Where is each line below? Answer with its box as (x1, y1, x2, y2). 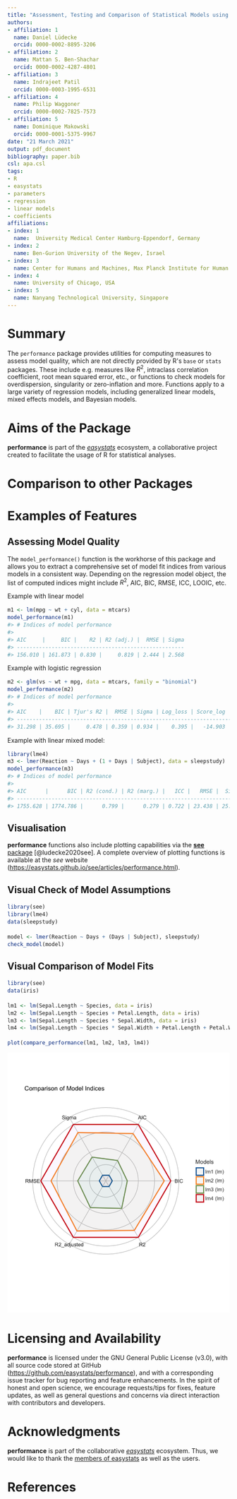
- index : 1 (7, 227, 39, 234)
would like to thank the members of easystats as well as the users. (7, 1455, 200, 1463)
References (7, 1479, 76, 1495)
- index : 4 (7, 272, 39, 279)
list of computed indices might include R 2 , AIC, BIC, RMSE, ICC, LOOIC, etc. (7, 577, 227, 587)
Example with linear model (7, 592, 85, 600)
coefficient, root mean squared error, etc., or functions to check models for (7, 373, 226, 381)
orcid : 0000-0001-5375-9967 (13, 131, 97, 138)
